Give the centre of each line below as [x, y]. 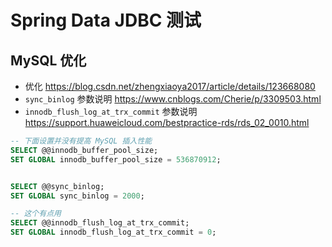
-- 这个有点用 [36, 214]
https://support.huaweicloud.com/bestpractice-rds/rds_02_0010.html [167, 122]
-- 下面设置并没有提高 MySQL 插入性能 [81, 141]
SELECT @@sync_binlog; [57, 186]
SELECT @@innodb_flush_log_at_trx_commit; [100, 223]
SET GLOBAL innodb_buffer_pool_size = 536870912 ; [116, 159]
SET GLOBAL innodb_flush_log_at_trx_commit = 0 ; [113, 232]
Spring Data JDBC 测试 [106, 20]
